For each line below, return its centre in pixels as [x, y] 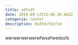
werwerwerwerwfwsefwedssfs [37, 38]
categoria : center [24, 19]
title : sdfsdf [20, 10]
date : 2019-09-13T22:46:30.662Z [39, 14]
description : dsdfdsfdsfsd [33, 24]
